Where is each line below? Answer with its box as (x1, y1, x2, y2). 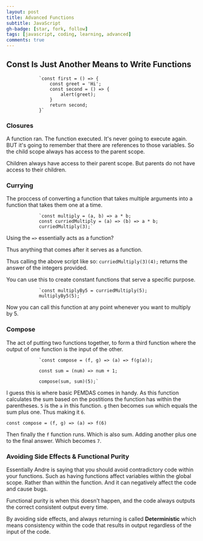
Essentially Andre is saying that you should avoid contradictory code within (6, 466, 194, 473)
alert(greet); (60, 91, 96, 98)
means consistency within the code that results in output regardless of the (6, 522, 192, 529)
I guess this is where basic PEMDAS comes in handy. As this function (6, 389, 179, 396)
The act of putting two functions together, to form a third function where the (6, 339, 196, 346)
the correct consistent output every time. (6, 503, 108, 511)
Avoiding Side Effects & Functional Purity (6, 452, 130, 460)
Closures (6, 121, 34, 130)
